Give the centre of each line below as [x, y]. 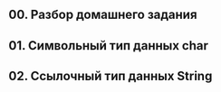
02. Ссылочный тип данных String [110, 76]
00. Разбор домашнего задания [103, 15]
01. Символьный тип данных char [109, 46]
